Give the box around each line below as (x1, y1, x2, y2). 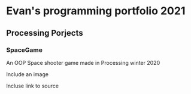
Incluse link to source (6, 82, 59, 89)
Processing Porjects (6, 28, 83, 38)
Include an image (6, 70, 49, 78)
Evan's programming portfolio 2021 (6, 4, 186, 18)
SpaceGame (6, 46, 43, 54)
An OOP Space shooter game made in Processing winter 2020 (6, 59, 160, 66)
